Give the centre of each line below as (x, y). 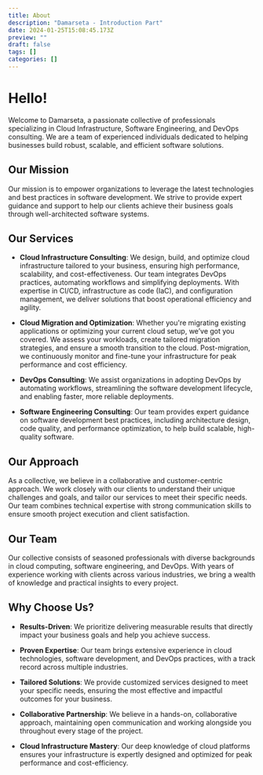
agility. (30, 308)
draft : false (29, 45)
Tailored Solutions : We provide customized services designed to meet (134, 682)
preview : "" (27, 37)
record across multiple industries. (73, 666)
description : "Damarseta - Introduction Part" (86, 23)
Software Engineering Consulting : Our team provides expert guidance (134, 412)
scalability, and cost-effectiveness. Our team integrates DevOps (123, 274)
